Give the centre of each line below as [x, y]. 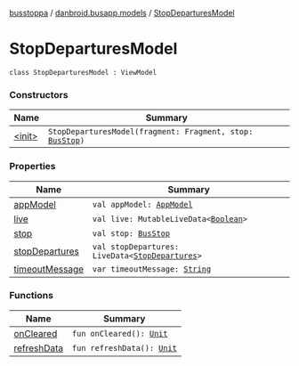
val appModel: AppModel [142, 204]
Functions [31, 296]
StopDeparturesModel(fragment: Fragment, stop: [150, 132]
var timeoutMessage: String [152, 269]
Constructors [39, 94]
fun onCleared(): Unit [120, 333]
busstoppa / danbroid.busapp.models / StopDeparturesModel [122, 13]
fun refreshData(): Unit [125, 348]
